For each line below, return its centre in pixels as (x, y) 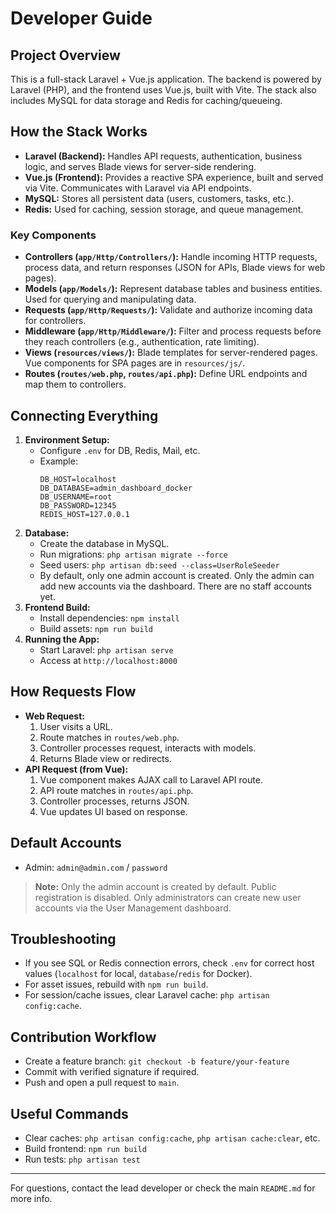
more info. (31, 1198)
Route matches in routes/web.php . (109, 737)
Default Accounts (66, 843)
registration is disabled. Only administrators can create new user (168, 897)
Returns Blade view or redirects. (105, 758)
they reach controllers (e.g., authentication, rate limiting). (142, 342)
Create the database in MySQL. (104, 543)
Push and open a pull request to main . (102, 1083)
